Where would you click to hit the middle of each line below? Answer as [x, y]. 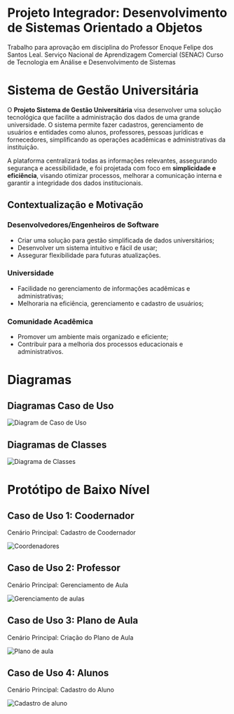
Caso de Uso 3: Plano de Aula [73, 620]
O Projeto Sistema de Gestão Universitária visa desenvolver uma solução [115, 109]
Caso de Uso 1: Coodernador [71, 515]
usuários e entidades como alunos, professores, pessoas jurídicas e [105, 132]
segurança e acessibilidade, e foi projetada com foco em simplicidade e [112, 168]
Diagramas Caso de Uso [61, 405]
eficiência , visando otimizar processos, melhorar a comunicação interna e [115, 175]
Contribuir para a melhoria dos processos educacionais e [100, 344]
